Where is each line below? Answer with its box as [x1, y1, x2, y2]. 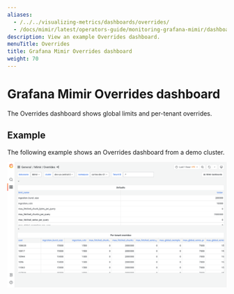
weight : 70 [7, 56, 39, 63]
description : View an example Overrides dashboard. [7, 33, 160, 40]
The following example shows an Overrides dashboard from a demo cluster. [7, 148, 225, 156]
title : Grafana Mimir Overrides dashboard [7, 48, 132, 55]
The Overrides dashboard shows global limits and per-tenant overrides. [7, 109, 212, 118]
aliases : [7, 11, 33, 18]
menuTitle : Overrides [7, 40, 70, 48]
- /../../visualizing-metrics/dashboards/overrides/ [13, 18, 170, 26]
